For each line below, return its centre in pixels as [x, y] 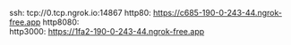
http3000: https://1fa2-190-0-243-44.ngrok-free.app [107, 31]
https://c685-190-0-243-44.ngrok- [217, 13]
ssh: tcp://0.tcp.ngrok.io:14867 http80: [81, 13]
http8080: [61, 22]
